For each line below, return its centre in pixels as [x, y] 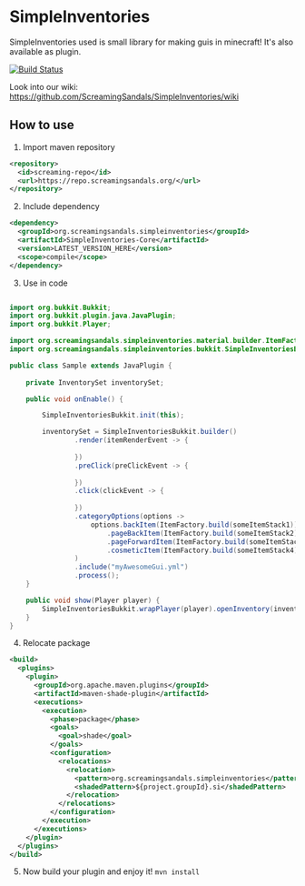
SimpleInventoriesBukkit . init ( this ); [113, 416]
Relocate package [56, 643]
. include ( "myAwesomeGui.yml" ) [131, 567]
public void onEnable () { [75, 399]
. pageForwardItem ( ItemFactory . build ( [178, 542]
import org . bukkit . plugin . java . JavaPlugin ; [93, 316]
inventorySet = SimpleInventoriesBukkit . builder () [140, 432]
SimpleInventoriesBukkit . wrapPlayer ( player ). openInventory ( [158, 609]
